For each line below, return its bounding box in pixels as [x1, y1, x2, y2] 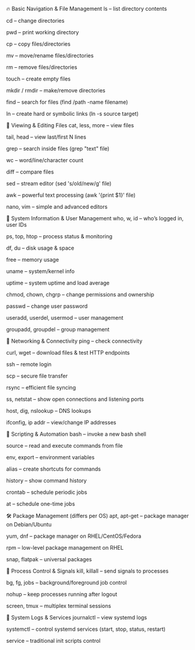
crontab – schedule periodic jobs [6, 489, 88, 496]
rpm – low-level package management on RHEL [6, 544, 124, 551]
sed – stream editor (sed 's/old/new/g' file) [6, 180, 112, 187]
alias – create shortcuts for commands [6, 465, 101, 472]
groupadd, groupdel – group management [6, 326, 110, 333]
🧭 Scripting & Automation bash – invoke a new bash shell [6, 430, 146, 438]
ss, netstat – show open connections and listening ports [6, 396, 144, 403]
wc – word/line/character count [6, 157, 84, 164]
